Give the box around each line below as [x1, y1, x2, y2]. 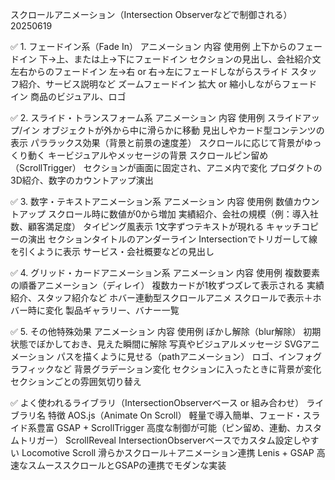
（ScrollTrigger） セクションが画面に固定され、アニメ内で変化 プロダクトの [10, 162, 323, 173]
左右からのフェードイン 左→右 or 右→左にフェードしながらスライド [10, 66, 289, 77]
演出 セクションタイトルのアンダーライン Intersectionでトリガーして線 [27, 233, 318, 245]
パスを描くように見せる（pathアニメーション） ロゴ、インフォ [56, 351, 314, 362]
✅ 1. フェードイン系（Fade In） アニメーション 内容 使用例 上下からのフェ [10, 41, 315, 52]
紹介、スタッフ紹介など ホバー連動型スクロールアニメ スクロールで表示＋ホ [10, 292, 322, 303]
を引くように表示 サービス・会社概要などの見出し [10, 246, 215, 257]
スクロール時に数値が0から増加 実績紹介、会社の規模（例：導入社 [47, 208, 319, 220]
